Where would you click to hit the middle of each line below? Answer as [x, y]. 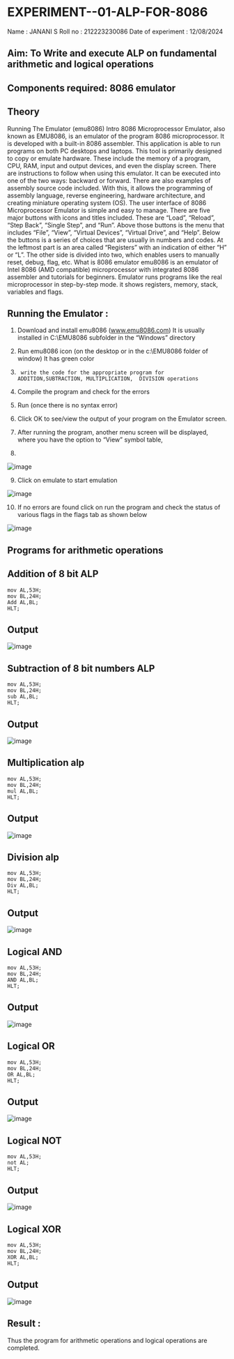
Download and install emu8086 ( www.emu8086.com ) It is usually [111, 330]
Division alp [33, 857]
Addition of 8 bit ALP [53, 574]
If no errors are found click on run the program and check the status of [119, 507]
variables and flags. [36, 292]
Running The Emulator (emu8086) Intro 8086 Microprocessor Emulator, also [116, 128]
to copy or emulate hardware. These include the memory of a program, [109, 158]
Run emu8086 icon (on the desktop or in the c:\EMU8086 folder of [113, 351]
